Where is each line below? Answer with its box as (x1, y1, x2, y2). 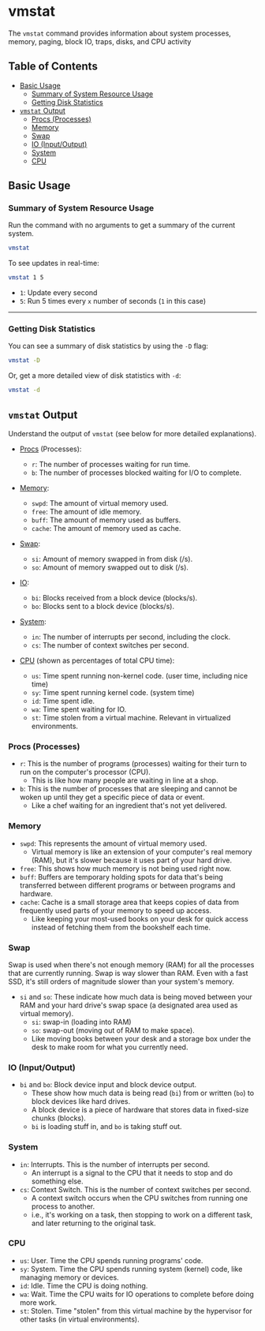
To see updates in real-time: (8, 259, 100, 268)
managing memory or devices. (19, 1273, 120, 1282)
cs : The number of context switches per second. (31, 641, 189, 650)
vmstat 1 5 (8, 274, 44, 282)
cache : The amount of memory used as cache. (31, 524, 181, 533)
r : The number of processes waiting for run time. (31, 460, 191, 469)
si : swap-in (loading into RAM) (31, 1017, 132, 1026)
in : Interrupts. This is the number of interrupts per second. (19, 1159, 211, 1169)
